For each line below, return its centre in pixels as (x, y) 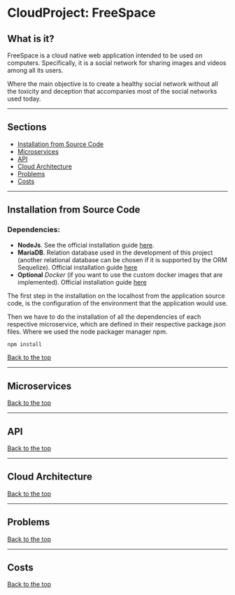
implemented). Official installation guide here (82, 282)
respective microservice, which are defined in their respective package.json (116, 324)
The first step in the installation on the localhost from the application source (116, 296)
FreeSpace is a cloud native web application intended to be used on (105, 55)
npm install (24, 344)
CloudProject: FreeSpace (81, 13)
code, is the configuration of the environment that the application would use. (117, 303)
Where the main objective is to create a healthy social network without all (113, 84)
